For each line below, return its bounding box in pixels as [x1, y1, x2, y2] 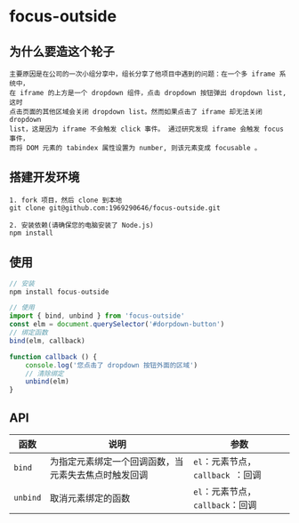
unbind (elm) [25, 377, 69, 386]
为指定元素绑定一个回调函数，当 [50, 455, 184, 468]
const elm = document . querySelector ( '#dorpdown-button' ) [9, 320, 225, 329]
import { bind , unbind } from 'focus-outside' [9, 311, 185, 321]
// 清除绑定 [25, 369, 64, 378]
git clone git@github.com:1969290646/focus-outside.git [9, 203, 221, 213]
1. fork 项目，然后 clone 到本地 [9, 196, 123, 205]
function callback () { [9, 352, 98, 361]
